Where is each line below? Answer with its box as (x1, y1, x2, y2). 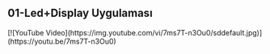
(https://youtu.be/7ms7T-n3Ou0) (7, 36, 116, 46)
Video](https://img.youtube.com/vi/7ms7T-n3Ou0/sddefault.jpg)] (45, 27, 263, 37)
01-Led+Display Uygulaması (7, 6, 153, 20)
